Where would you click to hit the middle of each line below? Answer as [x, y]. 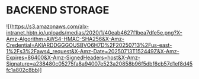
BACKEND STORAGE [58, 10]
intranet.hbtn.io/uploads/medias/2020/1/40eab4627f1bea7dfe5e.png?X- [94, 32]
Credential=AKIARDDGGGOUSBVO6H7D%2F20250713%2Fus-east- [89, 45]
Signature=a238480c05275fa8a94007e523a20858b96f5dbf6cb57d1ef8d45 [99, 63]
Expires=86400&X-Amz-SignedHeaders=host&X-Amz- [73, 57]
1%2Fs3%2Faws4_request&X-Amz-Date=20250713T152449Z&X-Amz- [93, 51]
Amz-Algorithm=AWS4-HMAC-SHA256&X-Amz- [65, 39]
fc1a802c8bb [22, 70]
